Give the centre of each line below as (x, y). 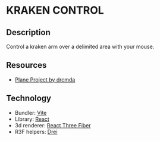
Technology (29, 98)
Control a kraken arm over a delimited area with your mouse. (80, 46)
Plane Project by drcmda (45, 79)
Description (28, 32)
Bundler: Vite (31, 112)
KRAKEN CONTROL (55, 10)
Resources (26, 65)
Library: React (32, 119)
